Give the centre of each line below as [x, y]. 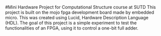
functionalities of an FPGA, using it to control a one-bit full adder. [72, 28]
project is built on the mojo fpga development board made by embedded [80, 12]
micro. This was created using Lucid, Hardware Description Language [77, 18]
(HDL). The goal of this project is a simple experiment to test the [71, 23]
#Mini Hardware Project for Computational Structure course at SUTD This [80, 7]
